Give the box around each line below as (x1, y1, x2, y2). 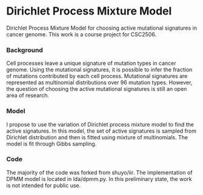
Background (6, 45, 44, 54)
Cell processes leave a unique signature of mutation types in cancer (6, 59, 176, 67)
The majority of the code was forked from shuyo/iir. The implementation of (6, 168, 193, 176)
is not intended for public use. (6, 182, 81, 189)
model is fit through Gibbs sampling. (6, 140, 97, 147)
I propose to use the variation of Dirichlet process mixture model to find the (6, 121, 195, 128)
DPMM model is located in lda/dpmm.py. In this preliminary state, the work (6, 175, 192, 182)
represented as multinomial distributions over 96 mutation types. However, (6, 79, 193, 86)
